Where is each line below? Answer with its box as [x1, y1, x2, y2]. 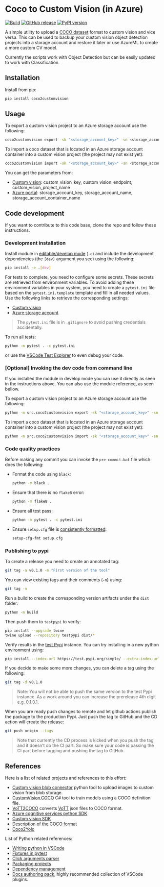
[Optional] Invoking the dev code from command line [5, 364, 133, 371]
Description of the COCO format [12, 821, 77, 827]
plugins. [12, 876, 28, 882]
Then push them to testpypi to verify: [5, 618, 81, 624]
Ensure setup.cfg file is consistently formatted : [12, 526, 107, 532]
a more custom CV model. [5, 45, 58, 50]
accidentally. [17, 324, 43, 330]
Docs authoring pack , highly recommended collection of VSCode [12, 871, 143, 877]
